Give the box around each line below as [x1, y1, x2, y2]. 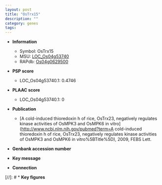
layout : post [5, 7, 32, 12]
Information [12, 39, 37, 45]
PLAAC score [12, 87, 40, 93]
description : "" [5, 16, 38, 21]
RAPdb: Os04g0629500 [19, 59, 69, 65]
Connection [12, 165, 37, 171]
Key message [12, 155, 41, 162]
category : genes [5, 21, 38, 26]
